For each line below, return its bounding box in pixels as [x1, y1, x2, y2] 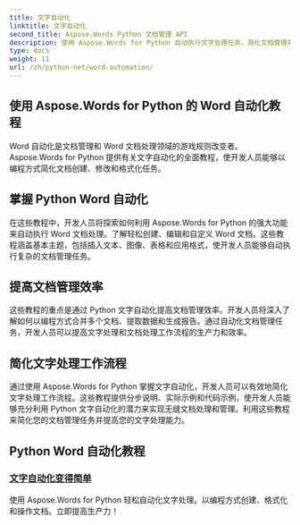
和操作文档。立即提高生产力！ [9, 505, 119, 516]
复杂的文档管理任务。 [16, 250, 96, 261]
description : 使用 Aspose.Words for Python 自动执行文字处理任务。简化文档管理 [9, 38, 287, 47]
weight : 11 [9, 55, 50, 64]
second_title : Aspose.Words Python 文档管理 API [9, 30, 188, 38]
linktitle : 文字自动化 [9, 21, 87, 30]
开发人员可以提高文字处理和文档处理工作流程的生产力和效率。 [24, 327, 252, 338]
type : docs [9, 47, 50, 55]
